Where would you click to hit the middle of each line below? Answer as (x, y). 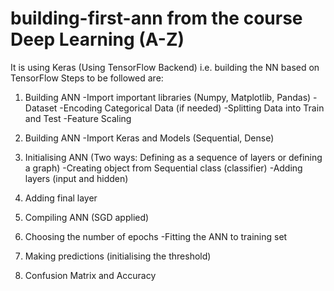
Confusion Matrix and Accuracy (90, 275)
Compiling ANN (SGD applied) (87, 217)
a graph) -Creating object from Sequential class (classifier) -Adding (163, 168)
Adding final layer (61, 198)
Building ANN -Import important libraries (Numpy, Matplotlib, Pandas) (168, 97)
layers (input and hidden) (76, 178)
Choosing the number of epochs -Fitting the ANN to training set (156, 236)
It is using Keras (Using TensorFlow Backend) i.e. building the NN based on (165, 67)
